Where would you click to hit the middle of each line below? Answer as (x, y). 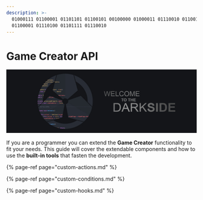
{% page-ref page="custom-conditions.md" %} (66, 179)
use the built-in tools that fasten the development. (69, 156)
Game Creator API (52, 56)
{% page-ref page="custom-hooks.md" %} (60, 191)
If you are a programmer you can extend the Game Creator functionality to (99, 143)
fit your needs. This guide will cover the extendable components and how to (101, 149)
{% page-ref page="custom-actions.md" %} (62, 167)
